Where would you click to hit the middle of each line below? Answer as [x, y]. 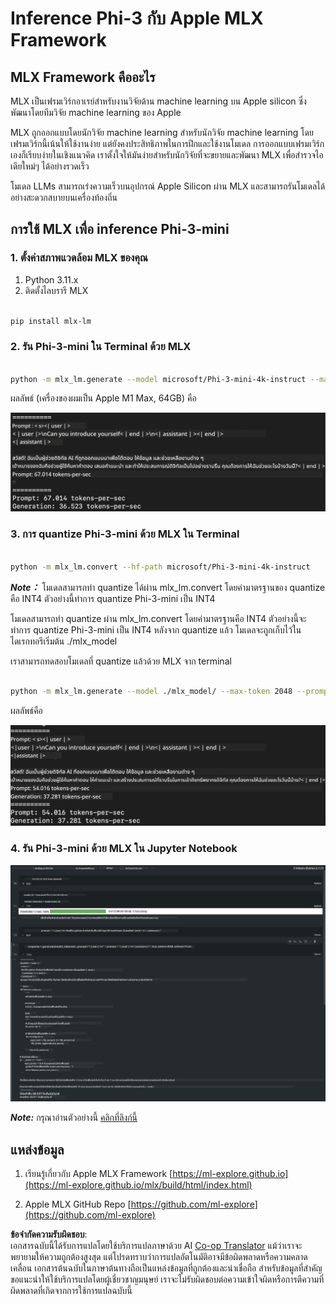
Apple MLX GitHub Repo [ [78, 1204]
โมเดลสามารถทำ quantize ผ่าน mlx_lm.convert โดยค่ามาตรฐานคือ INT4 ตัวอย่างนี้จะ [158, 618]
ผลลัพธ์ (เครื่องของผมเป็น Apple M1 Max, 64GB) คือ [103, 398]
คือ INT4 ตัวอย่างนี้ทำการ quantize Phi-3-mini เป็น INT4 [113, 598]
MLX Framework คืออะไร [83, 77]
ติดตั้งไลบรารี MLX [56, 290]
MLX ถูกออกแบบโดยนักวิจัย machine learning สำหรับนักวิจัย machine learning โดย [162, 132]
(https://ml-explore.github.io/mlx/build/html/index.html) [138, 1185]
